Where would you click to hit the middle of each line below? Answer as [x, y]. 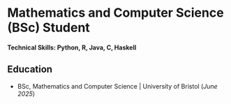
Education [30, 69]
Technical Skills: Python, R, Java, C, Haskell [72, 47]
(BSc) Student [49, 28]
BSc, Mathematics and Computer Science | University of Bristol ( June [117, 86]
